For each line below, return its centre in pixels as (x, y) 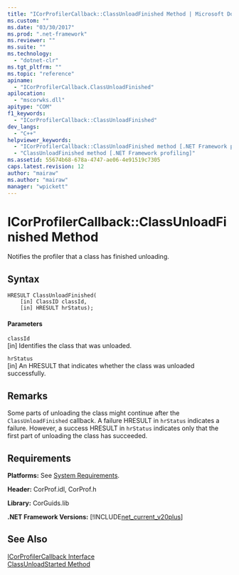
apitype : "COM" (30, 107)
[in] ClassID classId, (54, 302)
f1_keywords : (27, 113)
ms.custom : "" (28, 21)
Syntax (23, 279)
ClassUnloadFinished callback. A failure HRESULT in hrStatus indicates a (113, 421)
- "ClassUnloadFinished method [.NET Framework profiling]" (105, 153)
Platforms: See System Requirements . (63, 475)
